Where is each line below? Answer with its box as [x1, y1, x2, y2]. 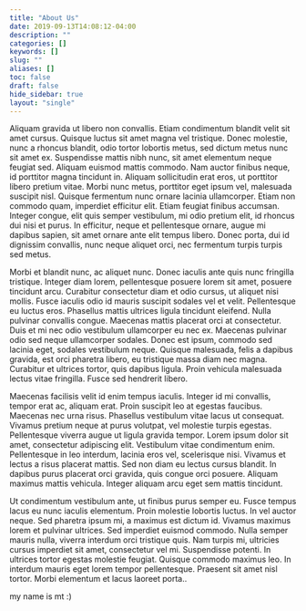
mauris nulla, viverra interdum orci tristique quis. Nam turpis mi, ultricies [9, 534, 280, 545]
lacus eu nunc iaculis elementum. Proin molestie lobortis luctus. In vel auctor [9, 505, 297, 516]
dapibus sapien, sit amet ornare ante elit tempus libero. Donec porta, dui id [9, 230, 290, 241]
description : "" [9, 30, 71, 39]
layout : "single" [9, 98, 76, 108]
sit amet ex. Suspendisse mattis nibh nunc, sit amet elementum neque [9, 152, 272, 163]
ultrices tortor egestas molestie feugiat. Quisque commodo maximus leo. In [9, 554, 291, 565]
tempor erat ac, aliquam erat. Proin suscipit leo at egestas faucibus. [9, 400, 263, 411]
